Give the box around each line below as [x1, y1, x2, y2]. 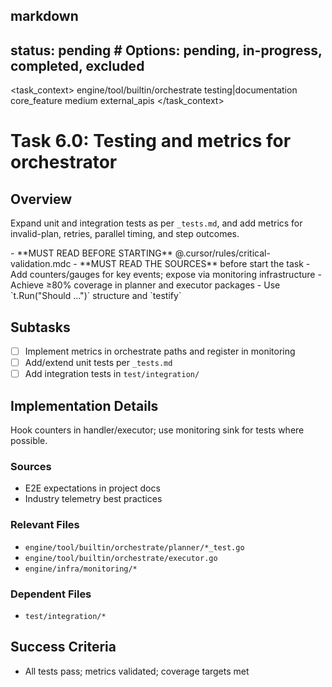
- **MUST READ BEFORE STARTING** [10, 247, 173, 259]
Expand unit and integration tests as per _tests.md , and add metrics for [10, 217, 303, 229]
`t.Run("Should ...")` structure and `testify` [10, 290, 182, 302]
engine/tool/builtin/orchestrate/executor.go [24, 553, 218, 563]
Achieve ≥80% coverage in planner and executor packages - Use [10, 279, 281, 291]
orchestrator [10, 151, 118, 174]
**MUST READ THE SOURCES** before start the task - [79, 258, 311, 270]
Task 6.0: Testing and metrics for [10, 130, 292, 153]
